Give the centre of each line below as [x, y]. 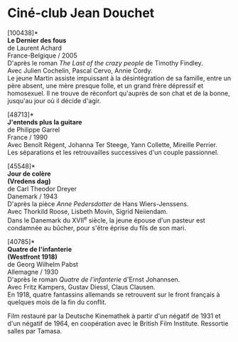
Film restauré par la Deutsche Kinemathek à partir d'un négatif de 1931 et [114, 316]
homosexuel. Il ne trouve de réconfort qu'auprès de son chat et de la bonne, [119, 93]
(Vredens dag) [29, 181]
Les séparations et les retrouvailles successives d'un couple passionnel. [113, 152]
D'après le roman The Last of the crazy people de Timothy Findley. [106, 63]
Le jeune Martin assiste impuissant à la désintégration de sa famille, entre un [119, 78]
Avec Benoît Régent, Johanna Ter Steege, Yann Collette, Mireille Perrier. [113, 144]
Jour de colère [29, 173]
